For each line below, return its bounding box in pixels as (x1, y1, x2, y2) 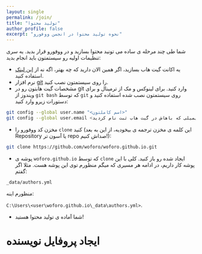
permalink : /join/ (6, 14, 52, 20)
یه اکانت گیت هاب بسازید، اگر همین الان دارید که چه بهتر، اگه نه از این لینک (14, 66, 181, 73)
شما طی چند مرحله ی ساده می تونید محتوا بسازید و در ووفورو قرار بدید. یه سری (6, 48, 186, 55)
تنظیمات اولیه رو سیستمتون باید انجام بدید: (6, 54, 101, 61)
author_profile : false (6, 25, 63, 32)
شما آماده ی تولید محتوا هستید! (14, 213, 84, 220)
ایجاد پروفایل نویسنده (6, 234, 100, 247)
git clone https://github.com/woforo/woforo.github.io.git (6, 144, 158, 150)
